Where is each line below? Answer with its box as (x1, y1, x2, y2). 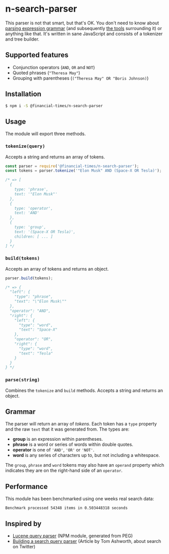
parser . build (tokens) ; (5, 275, 53, 281)
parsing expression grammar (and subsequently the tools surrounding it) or (5, 25, 162, 31)
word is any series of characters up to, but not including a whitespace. (12, 452, 160, 459)
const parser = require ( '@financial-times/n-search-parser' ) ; (5, 164, 139, 169)
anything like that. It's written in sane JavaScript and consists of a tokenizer (5, 30, 163, 37)
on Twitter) (12, 544, 35, 550)
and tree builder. (5, 36, 39, 42)
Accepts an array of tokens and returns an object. (5, 266, 109, 272)
